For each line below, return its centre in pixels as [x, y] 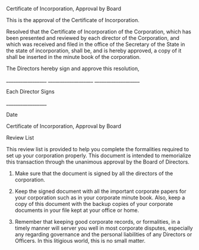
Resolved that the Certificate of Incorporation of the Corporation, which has [99, 32]
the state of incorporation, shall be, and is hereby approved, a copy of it [94, 51]
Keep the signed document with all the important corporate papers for [100, 191]
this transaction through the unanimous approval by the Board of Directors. [98, 162]
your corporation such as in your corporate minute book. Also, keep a [100, 198]
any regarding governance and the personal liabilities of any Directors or [103, 234]
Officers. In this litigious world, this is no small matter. [80, 241]
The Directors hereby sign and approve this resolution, [73, 68]
